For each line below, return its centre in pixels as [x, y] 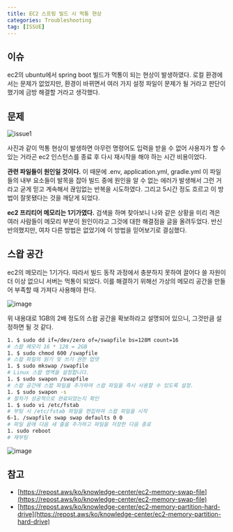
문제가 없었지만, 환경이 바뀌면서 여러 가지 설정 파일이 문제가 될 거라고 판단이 [123, 84]
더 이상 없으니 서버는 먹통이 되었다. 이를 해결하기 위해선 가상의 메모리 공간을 [110, 281]
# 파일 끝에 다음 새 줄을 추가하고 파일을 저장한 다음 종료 [79, 424]
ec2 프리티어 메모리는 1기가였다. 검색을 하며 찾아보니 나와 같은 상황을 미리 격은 [114, 213]
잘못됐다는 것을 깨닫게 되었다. [60, 198]
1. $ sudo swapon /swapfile [48, 379]
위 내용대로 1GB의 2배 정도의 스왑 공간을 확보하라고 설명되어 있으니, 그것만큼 [111, 318]
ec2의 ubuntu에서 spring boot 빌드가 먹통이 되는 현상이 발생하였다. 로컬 [106, 75]
